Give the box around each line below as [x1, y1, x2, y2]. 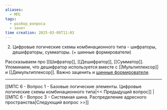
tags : [5, 16, 16, 21]
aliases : [5, 7, 23, 12]
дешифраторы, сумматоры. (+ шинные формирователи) [12, 49, 132, 55]
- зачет [9, 26, 26, 31]
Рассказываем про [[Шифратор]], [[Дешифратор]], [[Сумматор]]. [5, 59, 144, 64]
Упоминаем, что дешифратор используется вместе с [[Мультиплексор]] [5, 64, 159, 70]
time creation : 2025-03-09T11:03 [5, 30, 75, 35]
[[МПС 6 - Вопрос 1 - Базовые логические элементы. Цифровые [5, 84, 142, 89]
